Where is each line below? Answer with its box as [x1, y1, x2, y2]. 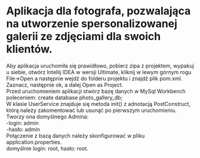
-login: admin [6, 119, 39, 126]
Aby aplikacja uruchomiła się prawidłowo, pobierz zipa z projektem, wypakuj [6, 62, 194, 69]
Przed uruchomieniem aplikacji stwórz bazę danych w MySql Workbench [6, 87, 186, 95]
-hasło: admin [6, 126, 41, 133]
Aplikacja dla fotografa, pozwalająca [6, 4, 191, 18]
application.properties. [6, 138, 62, 145]
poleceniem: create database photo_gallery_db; [6, 94, 123, 101]
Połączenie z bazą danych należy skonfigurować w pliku [6, 132, 145, 139]
